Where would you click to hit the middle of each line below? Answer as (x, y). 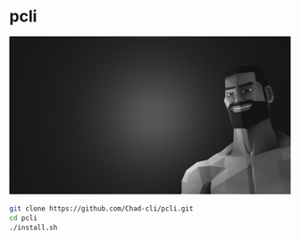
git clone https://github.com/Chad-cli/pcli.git (101, 209)
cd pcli (24, 219)
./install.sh (33, 228)
